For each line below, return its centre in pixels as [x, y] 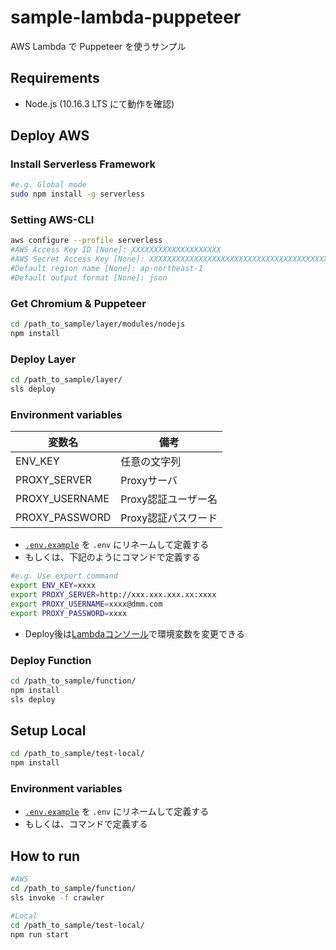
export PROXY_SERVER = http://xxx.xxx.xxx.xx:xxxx [113, 595]
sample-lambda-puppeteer [126, 17]
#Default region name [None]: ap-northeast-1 [106, 269]
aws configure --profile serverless [86, 241]
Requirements [55, 78]
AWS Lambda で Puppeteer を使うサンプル [98, 46]
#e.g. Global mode [48, 185]
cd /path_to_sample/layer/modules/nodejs [98, 324]
